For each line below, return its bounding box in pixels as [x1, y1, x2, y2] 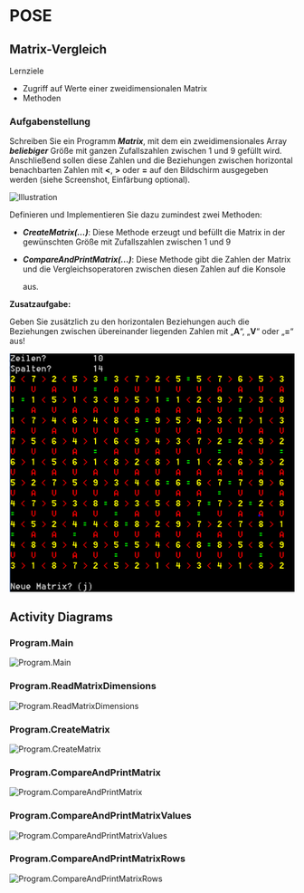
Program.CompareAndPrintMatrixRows [9, 852, 185, 865]
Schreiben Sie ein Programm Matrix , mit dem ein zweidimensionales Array [9, 136, 288, 147]
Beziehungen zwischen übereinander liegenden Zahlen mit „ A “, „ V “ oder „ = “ [9, 326, 294, 337]
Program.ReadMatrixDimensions [9, 680, 157, 693]
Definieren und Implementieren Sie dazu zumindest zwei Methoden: [9, 209, 262, 220]
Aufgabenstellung [9, 115, 90, 128]
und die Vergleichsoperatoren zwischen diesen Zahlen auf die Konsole [22, 264, 287, 274]
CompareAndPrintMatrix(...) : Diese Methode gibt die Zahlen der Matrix [22, 254, 291, 265]
